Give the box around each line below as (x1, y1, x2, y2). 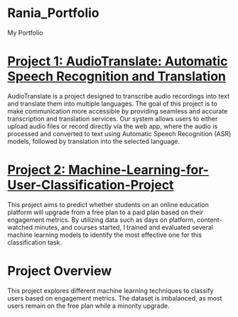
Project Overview (7, 263, 112, 279)
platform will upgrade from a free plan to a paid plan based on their (7, 208, 204, 216)
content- (196, 215, 222, 224)
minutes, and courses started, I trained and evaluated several (34, 223, 214, 231)
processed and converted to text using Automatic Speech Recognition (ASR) (7, 129, 232, 138)
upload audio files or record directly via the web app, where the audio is (7, 122, 218, 130)
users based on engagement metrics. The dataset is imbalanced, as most (7, 294, 222, 302)
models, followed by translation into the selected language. (7, 137, 180, 145)
